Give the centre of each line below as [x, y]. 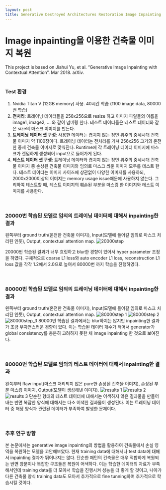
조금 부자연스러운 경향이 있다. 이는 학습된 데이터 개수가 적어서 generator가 [83, 327]
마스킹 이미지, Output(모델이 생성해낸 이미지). [55, 390]
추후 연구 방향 [21, 433]
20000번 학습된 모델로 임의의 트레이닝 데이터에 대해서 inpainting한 [82, 216]
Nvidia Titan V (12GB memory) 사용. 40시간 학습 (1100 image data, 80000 [86, 103]
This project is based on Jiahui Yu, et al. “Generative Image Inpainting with [81, 67]
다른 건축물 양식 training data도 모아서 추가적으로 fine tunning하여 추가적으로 [81, 476]
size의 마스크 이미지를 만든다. [46, 128]
